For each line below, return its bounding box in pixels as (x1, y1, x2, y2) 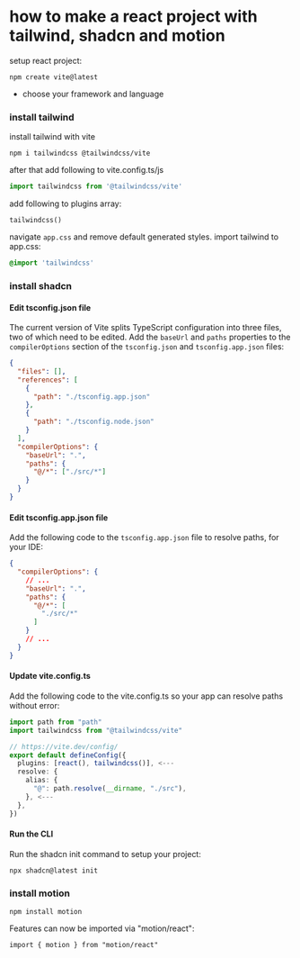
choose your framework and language (22, 88, 164, 99)
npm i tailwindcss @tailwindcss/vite (9, 149, 151, 158)
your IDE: (9, 542, 43, 553)
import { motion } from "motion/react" (9, 941, 159, 950)
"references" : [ (17, 375, 78, 384)
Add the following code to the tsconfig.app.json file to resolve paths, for (9, 532, 280, 543)
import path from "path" (9, 718, 102, 727)
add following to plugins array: (9, 198, 122, 209)
